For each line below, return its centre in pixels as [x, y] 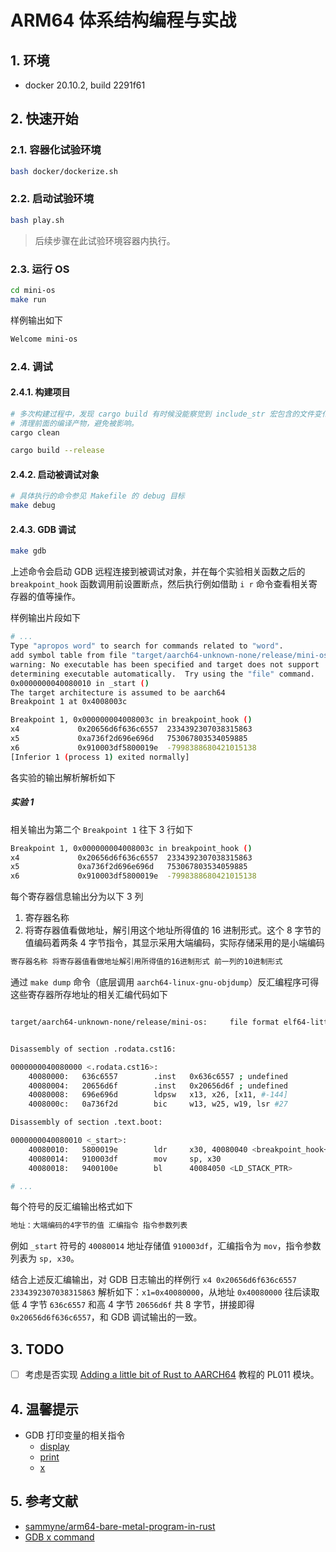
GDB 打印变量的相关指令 [75, 1435]
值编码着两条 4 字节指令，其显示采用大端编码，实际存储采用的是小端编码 [174, 943]
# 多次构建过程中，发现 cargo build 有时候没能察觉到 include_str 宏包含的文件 [162, 414]
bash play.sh [37, 220]
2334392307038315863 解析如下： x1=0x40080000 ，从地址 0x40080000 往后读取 [165, 1292]
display [54, 1446]
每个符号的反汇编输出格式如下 [71, 1207]
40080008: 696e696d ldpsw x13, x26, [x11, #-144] [158, 1095]
